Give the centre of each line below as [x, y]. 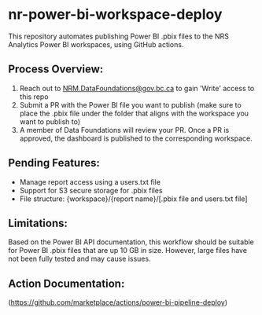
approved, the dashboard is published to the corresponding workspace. [136, 138]
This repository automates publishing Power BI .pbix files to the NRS [119, 36]
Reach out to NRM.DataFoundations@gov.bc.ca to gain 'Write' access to [137, 88]
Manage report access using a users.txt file [90, 181]
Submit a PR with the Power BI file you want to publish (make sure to [130, 104]
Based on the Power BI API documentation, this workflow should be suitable [131, 242]
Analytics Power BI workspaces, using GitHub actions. [96, 44]
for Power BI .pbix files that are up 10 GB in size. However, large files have [128, 251]
